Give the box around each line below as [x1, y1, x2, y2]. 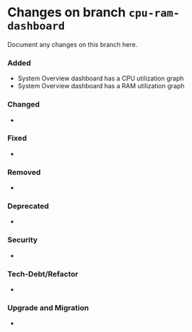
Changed [7, 100, 41, 109]
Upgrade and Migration [7, 303, 89, 313]
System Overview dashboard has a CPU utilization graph [17, 74, 184, 82]
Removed [7, 167, 41, 177]
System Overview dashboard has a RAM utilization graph [17, 82, 185, 90]
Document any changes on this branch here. [7, 40, 138, 48]
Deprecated [7, 201, 50, 211]
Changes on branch [7, 4, 127, 21]
